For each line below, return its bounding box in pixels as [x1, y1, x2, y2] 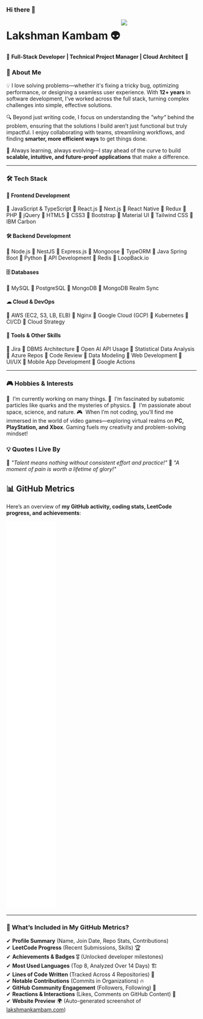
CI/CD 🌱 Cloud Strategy [6, 317, 65, 325]
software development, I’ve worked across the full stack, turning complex [6, 95, 189, 102]
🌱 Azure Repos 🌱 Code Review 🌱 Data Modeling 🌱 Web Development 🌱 [6, 352, 182, 359]
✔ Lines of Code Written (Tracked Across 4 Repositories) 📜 [6, 971, 155, 978]
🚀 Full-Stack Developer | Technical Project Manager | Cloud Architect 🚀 [6, 53, 188, 60]
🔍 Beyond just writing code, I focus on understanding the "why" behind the [6, 114, 195, 121]
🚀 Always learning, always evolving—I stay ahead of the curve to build [6, 147, 181, 154]
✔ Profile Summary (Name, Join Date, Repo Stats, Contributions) [6, 937, 169, 944]
